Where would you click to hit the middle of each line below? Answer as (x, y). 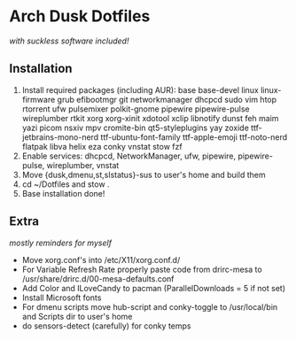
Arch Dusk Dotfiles (80, 16)
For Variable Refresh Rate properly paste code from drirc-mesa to (142, 269)
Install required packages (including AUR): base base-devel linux (140, 89)
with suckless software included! (69, 41)
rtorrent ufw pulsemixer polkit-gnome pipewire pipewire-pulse (136, 109)
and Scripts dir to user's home (77, 316)
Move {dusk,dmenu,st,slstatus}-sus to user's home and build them (144, 174)
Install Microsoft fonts (62, 297)
